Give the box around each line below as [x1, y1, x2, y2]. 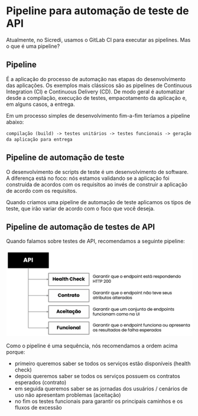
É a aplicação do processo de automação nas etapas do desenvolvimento [6, 75, 186, 82]
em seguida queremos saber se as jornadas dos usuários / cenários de [14, 385, 188, 392]
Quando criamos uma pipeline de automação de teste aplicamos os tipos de [6, 198, 191, 205]
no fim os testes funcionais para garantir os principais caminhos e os [14, 398, 183, 405]
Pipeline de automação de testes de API [6, 222, 155, 232]
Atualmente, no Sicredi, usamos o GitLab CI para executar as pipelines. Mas [6, 36, 191, 43]
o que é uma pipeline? [6, 43, 60, 50]
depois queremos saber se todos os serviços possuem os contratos [14, 372, 180, 379]
